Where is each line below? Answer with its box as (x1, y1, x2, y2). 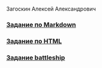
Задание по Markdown (6, 20, 76, 29)
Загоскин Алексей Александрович (6, 6, 96, 12)
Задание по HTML (6, 37, 62, 45)
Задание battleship (6, 53, 66, 62)
